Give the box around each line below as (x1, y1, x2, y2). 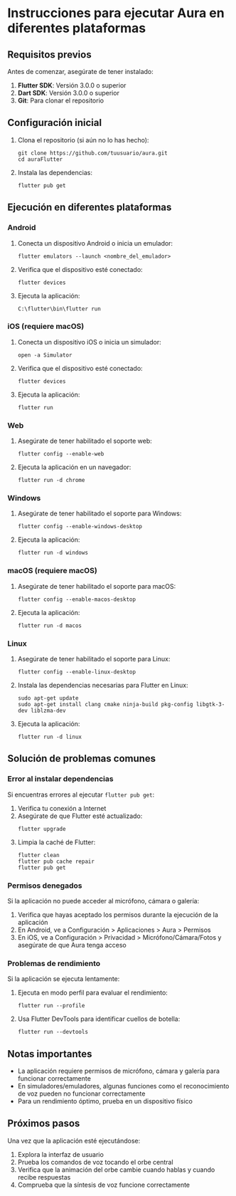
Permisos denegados (7, 881, 82, 891)
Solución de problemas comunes (7, 752, 156, 765)
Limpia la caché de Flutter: (17, 838, 96, 846)
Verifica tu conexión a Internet (17, 804, 107, 812)
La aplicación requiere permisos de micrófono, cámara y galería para (17, 1066, 220, 1076)
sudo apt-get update (17, 694, 79, 702)
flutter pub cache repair (17, 858, 95, 865)
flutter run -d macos (17, 621, 82, 629)
